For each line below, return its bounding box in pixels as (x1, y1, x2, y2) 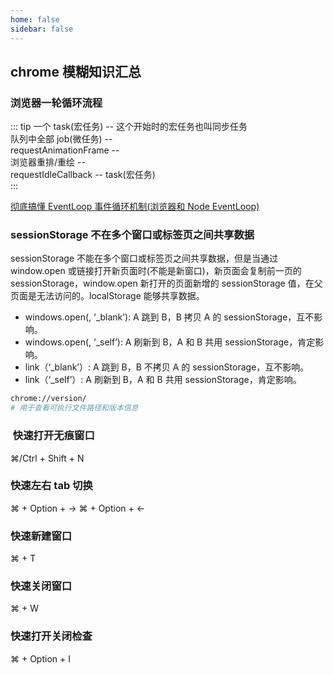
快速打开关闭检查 (10, 629, 93, 643)
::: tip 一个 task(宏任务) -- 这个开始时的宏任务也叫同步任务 (10, 121, 248, 133)
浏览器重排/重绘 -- (10, 156, 86, 168)
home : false (10, 14, 60, 25)
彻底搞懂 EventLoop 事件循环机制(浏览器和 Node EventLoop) (10, 201, 260, 213)
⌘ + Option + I (10, 652, 71, 665)
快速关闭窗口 (10, 579, 73, 593)
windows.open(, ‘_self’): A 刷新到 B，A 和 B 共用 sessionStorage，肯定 (24, 336, 316, 348)
